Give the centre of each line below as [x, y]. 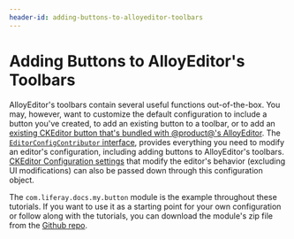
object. [22, 180]
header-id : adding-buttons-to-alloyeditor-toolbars [106, 17]
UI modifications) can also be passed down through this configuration [136, 170]
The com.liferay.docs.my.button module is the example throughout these [143, 197]
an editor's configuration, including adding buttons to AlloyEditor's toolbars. [147, 151]
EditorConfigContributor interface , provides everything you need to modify [147, 142]
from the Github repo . [49, 225]
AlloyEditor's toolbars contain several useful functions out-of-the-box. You [145, 104]
